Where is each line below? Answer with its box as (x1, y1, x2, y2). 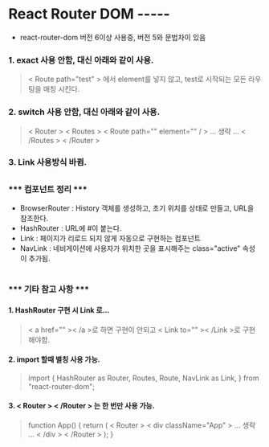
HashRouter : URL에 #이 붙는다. (19, 223, 122, 233)
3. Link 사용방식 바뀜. (8, 157, 87, 168)
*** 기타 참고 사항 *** (8, 284, 90, 295)
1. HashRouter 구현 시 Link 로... (8, 306, 110, 314)
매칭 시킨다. (43, 84, 80, 94)
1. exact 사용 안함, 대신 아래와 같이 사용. (8, 54, 154, 65)
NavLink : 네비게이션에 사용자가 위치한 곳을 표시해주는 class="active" (19, 244, 241, 253)
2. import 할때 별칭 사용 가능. (8, 355, 100, 364)
